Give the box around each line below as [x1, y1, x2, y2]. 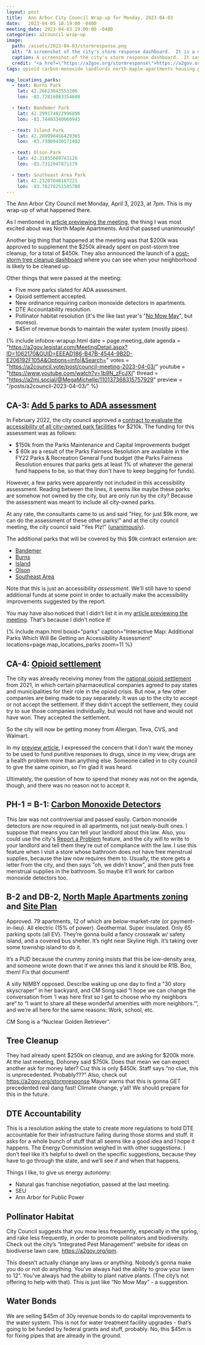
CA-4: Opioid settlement [6, 658, 101, 669]
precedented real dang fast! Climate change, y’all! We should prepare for [6, 1084, 189, 1092]
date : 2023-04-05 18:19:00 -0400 [6, 20, 97, 26]
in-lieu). [6, 924, 26, 931]
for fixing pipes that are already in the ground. [6, 1332, 122, 1339]
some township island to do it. [6, 943, 82, 950]
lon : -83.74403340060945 [17, 116, 81, 122]
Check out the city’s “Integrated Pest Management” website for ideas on [6, 1241, 188, 1248]
